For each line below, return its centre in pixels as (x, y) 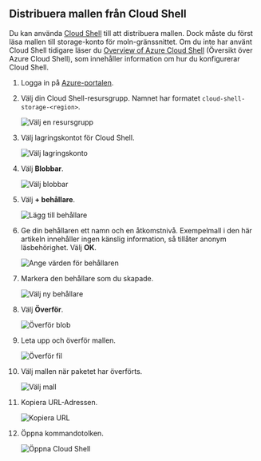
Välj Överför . (42, 309)
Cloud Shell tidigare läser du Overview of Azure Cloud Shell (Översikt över (131, 50)
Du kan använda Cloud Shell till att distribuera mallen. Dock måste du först (131, 33)
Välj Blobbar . (42, 169)
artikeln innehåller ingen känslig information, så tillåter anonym (123, 239)
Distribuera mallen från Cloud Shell (98, 14)
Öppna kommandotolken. (62, 433)
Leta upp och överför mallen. (68, 340)
